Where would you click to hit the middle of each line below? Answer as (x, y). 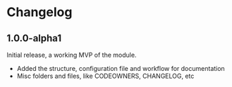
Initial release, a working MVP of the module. (72, 55)
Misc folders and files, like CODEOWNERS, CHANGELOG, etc (105, 76)
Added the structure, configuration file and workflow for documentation (121, 68)
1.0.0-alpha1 (34, 38)
